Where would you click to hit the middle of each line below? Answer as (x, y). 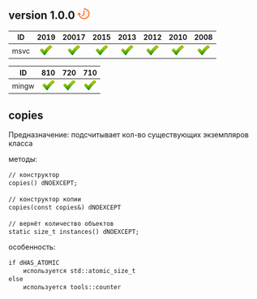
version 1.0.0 (42, 16)
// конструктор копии (45, 200)
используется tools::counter (72, 288)
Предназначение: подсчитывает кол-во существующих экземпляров (128, 135)
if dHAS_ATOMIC (34, 263)
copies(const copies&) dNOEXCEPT (65, 208)
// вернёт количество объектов (61, 224)
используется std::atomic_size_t (79, 271)
